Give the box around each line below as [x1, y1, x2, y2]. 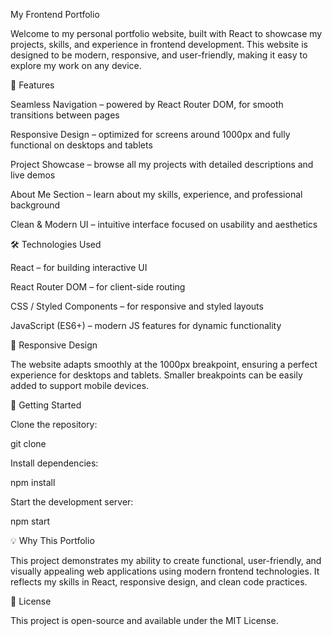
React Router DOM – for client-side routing [10, 281, 186, 293]
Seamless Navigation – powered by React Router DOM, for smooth [10, 99, 284, 110]
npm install [10, 477, 56, 488]
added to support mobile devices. [10, 380, 150, 391]
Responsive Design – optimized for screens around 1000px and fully [10, 129, 291, 140]
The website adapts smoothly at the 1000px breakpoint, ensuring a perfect [10, 359, 318, 370]
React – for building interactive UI [10, 262, 148, 273]
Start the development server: [10, 496, 134, 508]
